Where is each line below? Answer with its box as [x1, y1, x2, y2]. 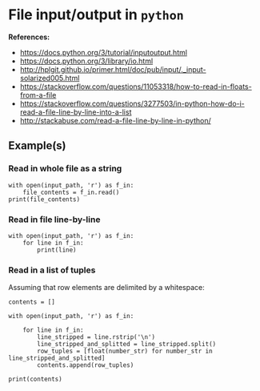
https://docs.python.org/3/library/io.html [19, 56, 154, 66]
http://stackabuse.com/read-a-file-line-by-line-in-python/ [19, 115, 211, 125]
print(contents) [8, 375, 62, 384]
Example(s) [8, 139, 66, 153]
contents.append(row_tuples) [37, 361, 134, 369]
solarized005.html [19, 73, 80, 83]
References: [8, 32, 50, 42]
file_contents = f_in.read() [22, 188, 120, 196]
